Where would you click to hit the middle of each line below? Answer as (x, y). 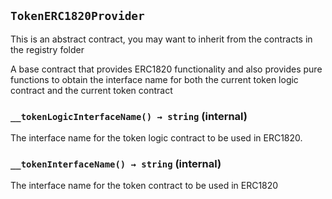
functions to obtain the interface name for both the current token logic (154, 79)
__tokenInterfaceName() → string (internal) (116, 164)
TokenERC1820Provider (77, 16)
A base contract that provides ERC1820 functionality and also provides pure (166, 69)
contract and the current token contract (91, 90)
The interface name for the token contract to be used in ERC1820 (144, 186)
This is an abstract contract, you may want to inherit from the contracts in (161, 39)
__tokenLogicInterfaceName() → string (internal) (129, 116)
